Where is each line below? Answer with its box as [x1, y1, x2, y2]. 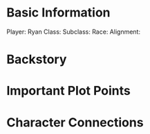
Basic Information [6, 5, 111, 21]
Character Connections [6, 115, 144, 130]
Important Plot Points [6, 83, 131, 99]
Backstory [6, 52, 67, 67]
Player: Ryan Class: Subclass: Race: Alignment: [6, 27, 141, 36]
